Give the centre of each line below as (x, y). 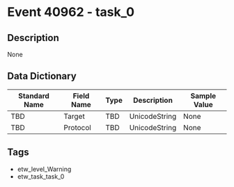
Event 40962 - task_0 (71, 12)
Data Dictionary (42, 76)
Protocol (78, 127)
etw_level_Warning (44, 169)
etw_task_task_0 (41, 176)
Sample (203, 96)
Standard (34, 96)
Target (74, 116)
